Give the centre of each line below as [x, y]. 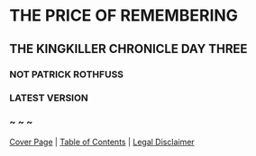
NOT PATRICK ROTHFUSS [67, 74]
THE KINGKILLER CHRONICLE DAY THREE [128, 49]
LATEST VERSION [49, 98]
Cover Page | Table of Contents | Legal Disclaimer [102, 142]
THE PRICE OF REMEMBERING [124, 16]
